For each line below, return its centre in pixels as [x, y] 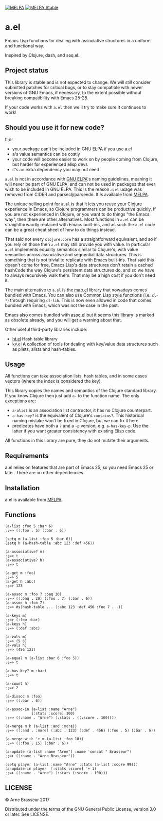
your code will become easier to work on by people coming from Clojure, [85, 159]
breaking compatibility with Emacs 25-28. [47, 98]
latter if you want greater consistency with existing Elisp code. [74, 431]
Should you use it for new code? [55, 128]
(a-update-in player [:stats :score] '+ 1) [51, 768]
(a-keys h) [16, 624]
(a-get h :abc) [20, 581]
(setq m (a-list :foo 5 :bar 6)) [39, 539]
